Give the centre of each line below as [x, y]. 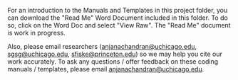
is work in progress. [36, 33]
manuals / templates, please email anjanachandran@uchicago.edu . [106, 69]
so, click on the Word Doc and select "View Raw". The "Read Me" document [119, 25]
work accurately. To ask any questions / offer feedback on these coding [113, 62]
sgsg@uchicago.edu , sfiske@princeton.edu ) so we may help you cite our [115, 54]
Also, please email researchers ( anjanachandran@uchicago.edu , [102, 46]
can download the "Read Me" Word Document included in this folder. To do [118, 18]
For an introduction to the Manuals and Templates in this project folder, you [118, 10]
